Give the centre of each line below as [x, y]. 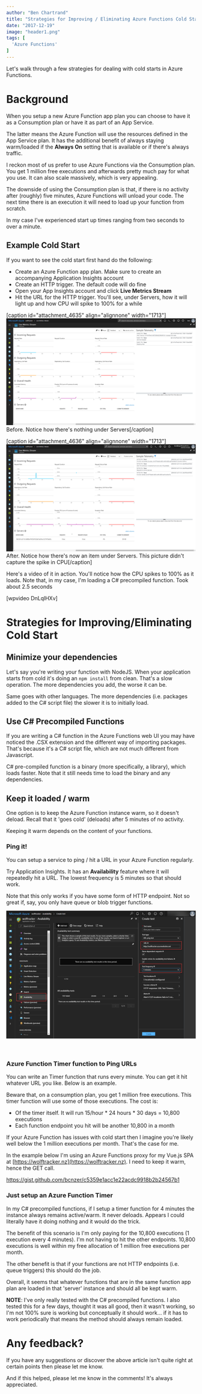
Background [37, 100]
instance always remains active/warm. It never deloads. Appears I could [95, 1215]
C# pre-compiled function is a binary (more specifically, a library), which [96, 767]
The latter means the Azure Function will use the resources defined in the [97, 134]
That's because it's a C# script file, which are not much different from [93, 749]
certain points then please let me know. [55, 1366]
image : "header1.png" [33, 32]
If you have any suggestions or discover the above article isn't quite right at [100, 1360]
